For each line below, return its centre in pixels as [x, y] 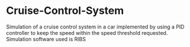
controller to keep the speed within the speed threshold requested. [87, 32]
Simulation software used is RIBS [46, 39]
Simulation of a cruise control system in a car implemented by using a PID [95, 27]
